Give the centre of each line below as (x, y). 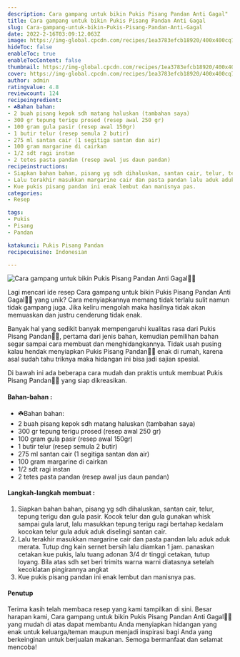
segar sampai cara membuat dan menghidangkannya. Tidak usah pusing (114, 344)
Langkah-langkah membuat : (51, 493)
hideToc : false (30, 47)
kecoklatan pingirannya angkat (63, 569)
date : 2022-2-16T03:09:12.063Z (54, 34)
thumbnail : (24, 67)
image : (17, 41)
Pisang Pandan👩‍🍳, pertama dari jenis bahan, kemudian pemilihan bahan (113, 337)
